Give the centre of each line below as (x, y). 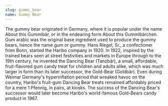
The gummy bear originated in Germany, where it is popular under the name (83, 29)
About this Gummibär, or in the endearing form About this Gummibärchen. (81, 34)
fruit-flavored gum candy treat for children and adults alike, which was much (84, 66)
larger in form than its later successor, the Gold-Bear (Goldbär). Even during (83, 71)
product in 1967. (22, 98)
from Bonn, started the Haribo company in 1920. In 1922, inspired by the (79, 50)
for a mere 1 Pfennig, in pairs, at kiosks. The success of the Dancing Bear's (83, 87)
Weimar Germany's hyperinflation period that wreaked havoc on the (75, 77)
